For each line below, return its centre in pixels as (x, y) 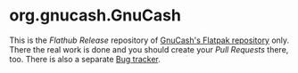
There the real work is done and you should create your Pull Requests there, (149, 49)
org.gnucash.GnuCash (95, 16)
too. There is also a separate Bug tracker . (85, 59)
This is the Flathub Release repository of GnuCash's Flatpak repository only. (149, 40)
